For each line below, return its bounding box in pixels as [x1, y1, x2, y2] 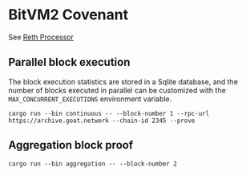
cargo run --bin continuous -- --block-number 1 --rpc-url [8, 109, 210, 117]
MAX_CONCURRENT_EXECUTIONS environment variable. [8, 94, 172, 104]
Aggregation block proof [8, 138, 134, 152]
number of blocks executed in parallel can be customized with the [8, 85, 226, 95]
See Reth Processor [8, 32, 74, 42]
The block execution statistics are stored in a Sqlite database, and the [8, 76, 239, 86]
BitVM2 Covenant [8, 6, 129, 24]
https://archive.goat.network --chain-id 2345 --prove [8, 117, 196, 125]
